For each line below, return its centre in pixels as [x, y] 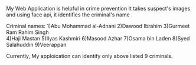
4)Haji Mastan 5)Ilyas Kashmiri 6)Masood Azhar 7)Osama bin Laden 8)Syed [98, 38]
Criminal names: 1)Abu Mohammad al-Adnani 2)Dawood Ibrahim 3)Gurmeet [98, 26]
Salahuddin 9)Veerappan [36, 45]
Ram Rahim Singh [27, 32]
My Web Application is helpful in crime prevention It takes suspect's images [98, 8]
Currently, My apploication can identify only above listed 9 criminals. [89, 56]
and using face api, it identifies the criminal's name [68, 15]
